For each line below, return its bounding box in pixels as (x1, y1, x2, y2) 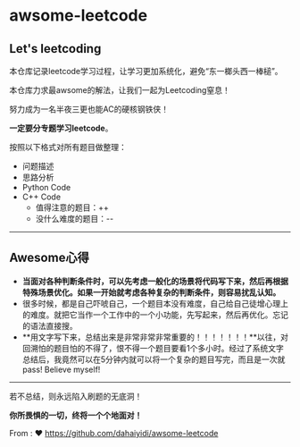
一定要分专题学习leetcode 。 (9, 122, 113, 133)
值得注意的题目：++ (35, 202, 110, 213)
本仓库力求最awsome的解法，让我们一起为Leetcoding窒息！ (9, 85, 230, 95)
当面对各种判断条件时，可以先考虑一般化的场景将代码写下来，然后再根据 (21, 275, 288, 286)
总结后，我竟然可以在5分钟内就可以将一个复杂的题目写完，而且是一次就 (21, 354, 286, 365)
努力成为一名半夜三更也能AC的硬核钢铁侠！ (9, 104, 170, 114)
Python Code (21, 182, 71, 192)
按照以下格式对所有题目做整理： (9, 142, 127, 152)
